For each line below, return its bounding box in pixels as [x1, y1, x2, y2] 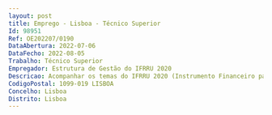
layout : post [8, 11, 53, 20]
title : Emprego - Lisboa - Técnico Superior [8, 19, 161, 28]
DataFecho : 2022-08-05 [8, 49, 85, 57]
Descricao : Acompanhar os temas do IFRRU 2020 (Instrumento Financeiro [8, 72, 255, 80]
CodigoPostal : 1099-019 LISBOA [8, 79, 114, 87]
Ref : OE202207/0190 [8, 34, 74, 43]
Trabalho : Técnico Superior [8, 57, 104, 66]
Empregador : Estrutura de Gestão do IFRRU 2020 [8, 65, 172, 73]
